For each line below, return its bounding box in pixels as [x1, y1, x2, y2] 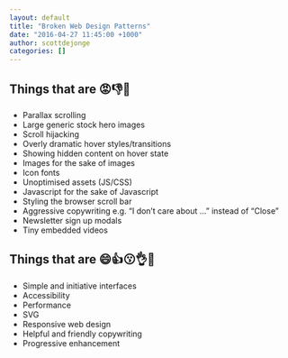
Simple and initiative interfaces [22, 280, 137, 291]
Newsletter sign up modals [22, 215, 122, 225]
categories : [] [9, 47, 67, 56]
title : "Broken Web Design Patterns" [9, 22, 151, 31]
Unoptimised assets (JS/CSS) [22, 177, 133, 188]
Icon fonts [22, 167, 60, 178]
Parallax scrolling [22, 109, 86, 120]
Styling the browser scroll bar [22, 196, 132, 207]
